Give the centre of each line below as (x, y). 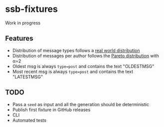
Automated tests (29, 120)
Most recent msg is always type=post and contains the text (73, 71)
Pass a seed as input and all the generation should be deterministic (81, 104)
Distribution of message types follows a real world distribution (76, 50)
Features (19, 38)
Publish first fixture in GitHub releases (51, 110)
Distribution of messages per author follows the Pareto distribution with (86, 56)
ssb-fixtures (32, 9)
